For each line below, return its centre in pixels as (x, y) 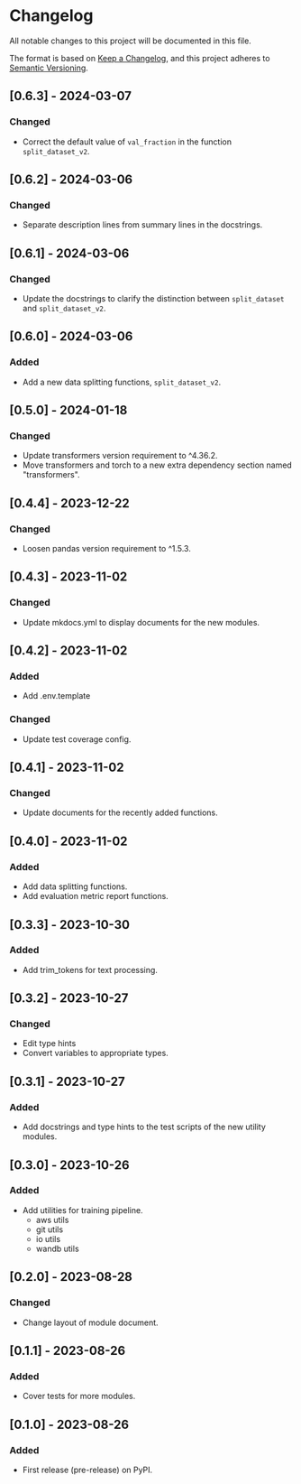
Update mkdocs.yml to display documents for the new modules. (141, 622)
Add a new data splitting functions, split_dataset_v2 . (122, 382)
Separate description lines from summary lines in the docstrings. (142, 225)
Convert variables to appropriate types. (95, 1053)
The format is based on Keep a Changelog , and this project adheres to (140, 58)
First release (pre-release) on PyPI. (87, 1470)
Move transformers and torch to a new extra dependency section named (157, 465)
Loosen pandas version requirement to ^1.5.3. (106, 549)
